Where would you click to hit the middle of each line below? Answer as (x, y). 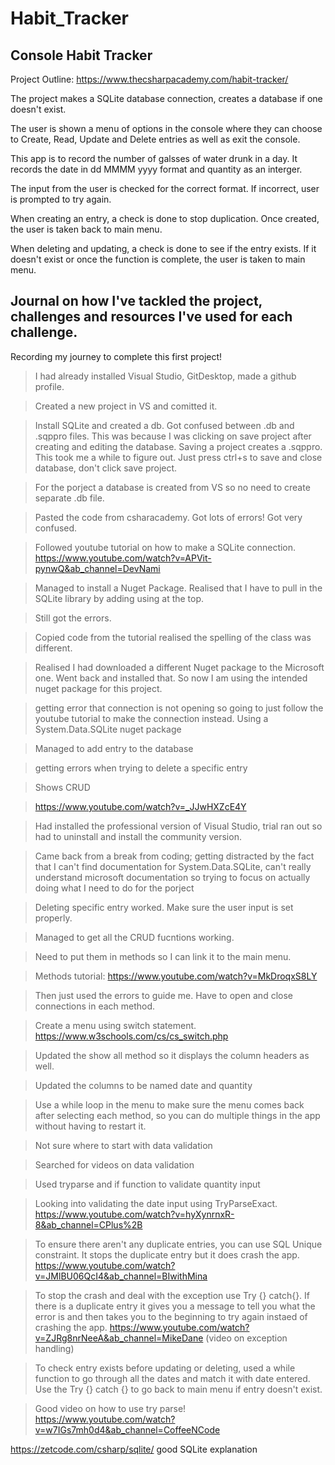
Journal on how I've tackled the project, (136, 301)
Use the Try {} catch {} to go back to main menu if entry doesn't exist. (178, 1389)
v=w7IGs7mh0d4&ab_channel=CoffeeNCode (127, 1429)
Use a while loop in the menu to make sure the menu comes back (169, 1104)
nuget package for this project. (98, 688)
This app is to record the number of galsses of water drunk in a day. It (154, 158)
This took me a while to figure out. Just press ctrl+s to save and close (178, 457)
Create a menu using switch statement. (115, 1025)
